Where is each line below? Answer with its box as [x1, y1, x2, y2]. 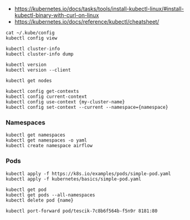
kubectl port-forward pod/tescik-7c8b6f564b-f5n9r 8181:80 [5, 208, 158, 214]
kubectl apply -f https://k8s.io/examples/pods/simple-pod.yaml [5, 170, 171, 177]
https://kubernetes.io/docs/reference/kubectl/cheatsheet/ [14, 18, 160, 25]
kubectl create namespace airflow [5, 143, 93, 149]
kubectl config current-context [5, 94, 87, 100]
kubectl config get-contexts [5, 88, 79, 94]
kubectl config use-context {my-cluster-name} [5, 99, 125, 105]
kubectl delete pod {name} [5, 197, 74, 203]
